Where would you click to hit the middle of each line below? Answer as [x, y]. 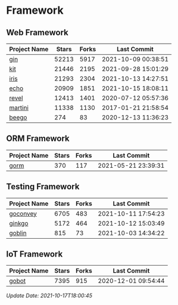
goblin [18, 233]
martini [19, 108]
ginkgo [19, 223]
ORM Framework [38, 139]
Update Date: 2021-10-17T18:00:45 [49, 295]
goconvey [23, 214]
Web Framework [37, 33]
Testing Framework [43, 187]
